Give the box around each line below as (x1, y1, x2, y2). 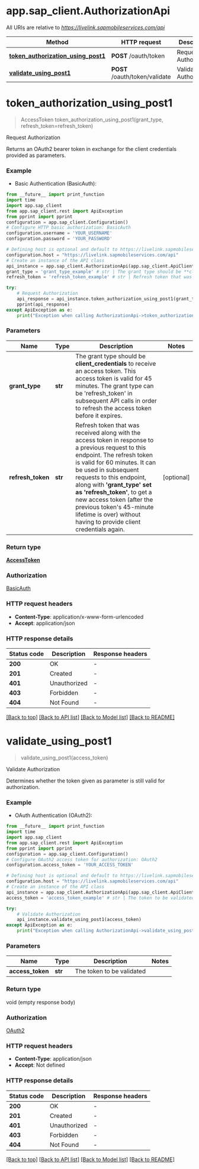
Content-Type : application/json (14, 1055, 92, 1063)
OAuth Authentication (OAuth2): (14, 812, 93, 819)
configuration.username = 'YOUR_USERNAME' (6, 230, 113, 236)
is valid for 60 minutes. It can (75, 458, 156, 466)
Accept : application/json (14, 620, 75, 627)
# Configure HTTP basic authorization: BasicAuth (6, 225, 131, 231)
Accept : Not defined (14, 1061, 65, 1069)
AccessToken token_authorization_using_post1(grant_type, (20, 116, 164, 123)
